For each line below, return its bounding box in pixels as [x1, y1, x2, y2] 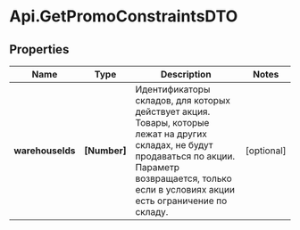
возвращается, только [135, 172, 232, 185]
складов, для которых [135, 94, 230, 106]
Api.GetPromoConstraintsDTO [9, 6, 238, 27]
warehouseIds [13, 144, 76, 157]
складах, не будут [135, 139, 213, 151]
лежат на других [135, 127, 207, 140]
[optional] [245, 144, 287, 157]
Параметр [135, 161, 180, 173]
